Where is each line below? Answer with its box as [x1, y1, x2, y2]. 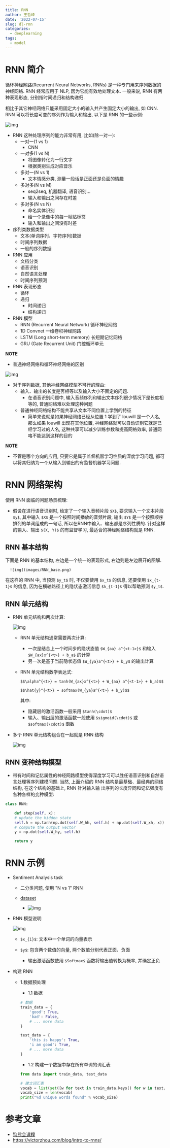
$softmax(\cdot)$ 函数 [27, 721, 75, 727]
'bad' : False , [29, 1014, 59, 1019]
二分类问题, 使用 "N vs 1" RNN [20, 885, 83, 891]
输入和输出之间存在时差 [27, 194, 77, 200]
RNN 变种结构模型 [5, 758, 62, 766]
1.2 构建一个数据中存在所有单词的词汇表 [27, 1061, 111, 1067]
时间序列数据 [20, 239, 47, 245]
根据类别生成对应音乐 [27, 163, 73, 169]
